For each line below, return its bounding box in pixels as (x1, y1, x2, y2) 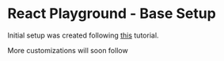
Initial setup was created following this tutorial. (7, 30, 159, 40)
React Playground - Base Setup (7, 5, 217, 23)
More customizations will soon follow (7, 45, 128, 55)
